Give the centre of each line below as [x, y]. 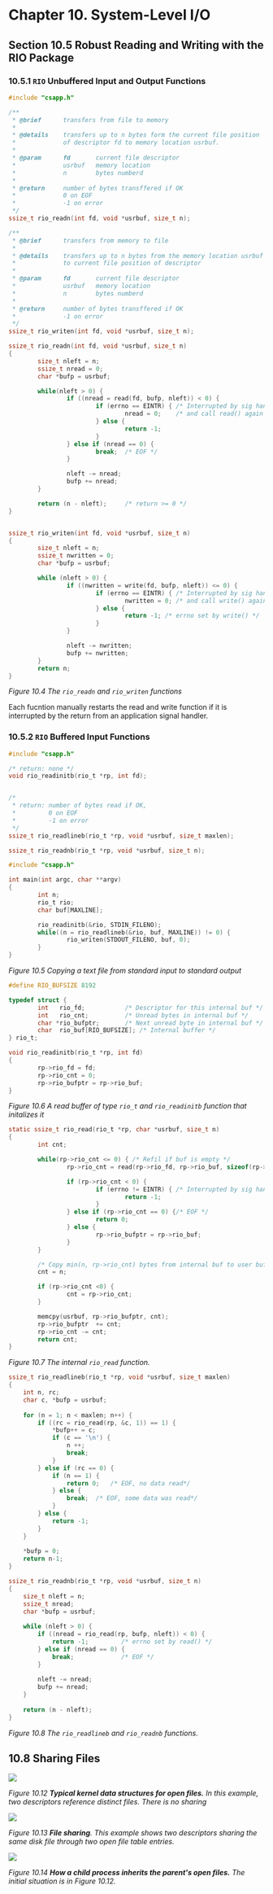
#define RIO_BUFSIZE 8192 [52, 986]
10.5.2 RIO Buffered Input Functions [79, 737]
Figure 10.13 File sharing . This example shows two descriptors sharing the [133, 1833]
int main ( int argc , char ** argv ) [65, 880]
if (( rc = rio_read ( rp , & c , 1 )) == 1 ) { [107, 1423]
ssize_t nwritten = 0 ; [76, 556]
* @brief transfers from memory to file [90, 241]
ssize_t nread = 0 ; [71, 369]
